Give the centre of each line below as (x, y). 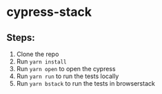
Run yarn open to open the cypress (66, 69)
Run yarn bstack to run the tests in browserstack (86, 83)
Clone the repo (38, 54)
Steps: (21, 38)
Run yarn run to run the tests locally (68, 76)
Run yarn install (41, 62)
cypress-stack (49, 12)
